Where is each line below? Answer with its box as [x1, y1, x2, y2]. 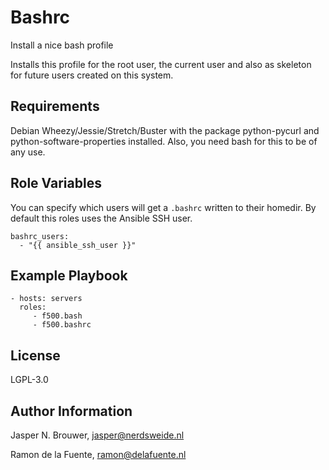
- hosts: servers [10, 294, 83, 304]
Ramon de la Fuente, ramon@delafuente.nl [10, 449, 187, 460]
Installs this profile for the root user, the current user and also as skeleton [10, 58, 312, 70]
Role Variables [10, 175, 102, 192]
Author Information [10, 402, 133, 420]
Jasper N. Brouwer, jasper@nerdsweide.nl [10, 429, 185, 441]
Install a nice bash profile [10, 39, 114, 51]
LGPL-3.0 [10, 374, 49, 386]
